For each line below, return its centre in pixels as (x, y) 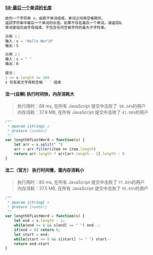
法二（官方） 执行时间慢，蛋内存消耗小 (45, 170)
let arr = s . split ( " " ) (38, 145)
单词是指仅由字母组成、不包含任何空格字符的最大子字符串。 (57, 27)
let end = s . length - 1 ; (39, 221)
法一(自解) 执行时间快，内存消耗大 (40, 94)
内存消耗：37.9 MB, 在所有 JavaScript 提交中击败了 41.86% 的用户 (83, 112)
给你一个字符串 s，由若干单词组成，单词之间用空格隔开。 (55, 18)
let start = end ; (32, 234)
